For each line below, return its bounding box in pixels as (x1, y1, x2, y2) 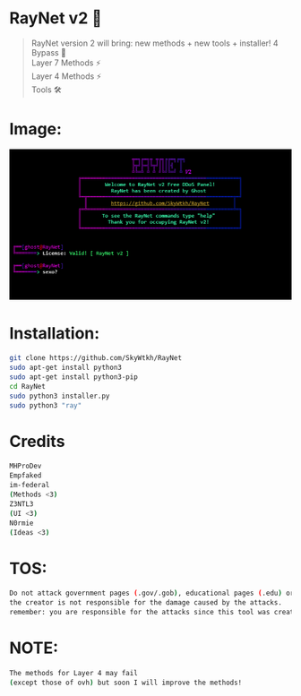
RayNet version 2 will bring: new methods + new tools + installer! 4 (30, 38, 279, 48)
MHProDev (9, 461, 42, 471)
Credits (9, 431, 65, 451)
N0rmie (9, 519, 34, 528)
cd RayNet (9, 382, 47, 391)
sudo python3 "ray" (9, 400, 82, 410)
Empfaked (9, 471, 42, 480)
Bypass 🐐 (30, 47, 67, 57)
